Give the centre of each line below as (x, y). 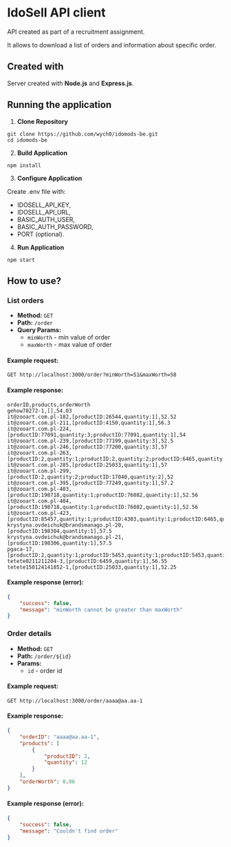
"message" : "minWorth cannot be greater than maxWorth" (101, 610)
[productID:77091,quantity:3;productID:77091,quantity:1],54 (97, 434)
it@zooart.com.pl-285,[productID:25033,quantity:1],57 (87, 465)
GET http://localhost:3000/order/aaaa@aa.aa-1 (75, 701)
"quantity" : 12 (66, 762)
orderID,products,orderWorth (49, 405)
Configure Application (49, 178)
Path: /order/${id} (44, 656)
